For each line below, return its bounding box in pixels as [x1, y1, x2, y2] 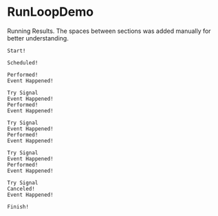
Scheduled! [7, 59, 39, 66]
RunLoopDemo [7, 4, 94, 20]
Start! [7, 47, 26, 54]
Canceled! [7, 185, 36, 192]
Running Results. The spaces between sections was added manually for [7, 27, 211, 35]
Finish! [7, 203, 30, 210]
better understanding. [7, 34, 69, 42]
